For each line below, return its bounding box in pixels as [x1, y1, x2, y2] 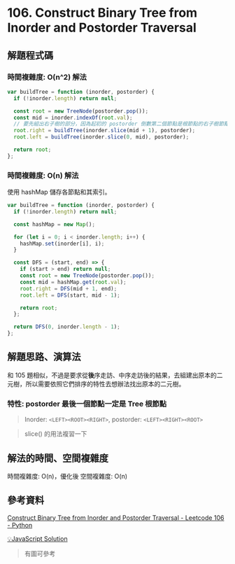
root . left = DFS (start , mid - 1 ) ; [20, 292, 120, 299]
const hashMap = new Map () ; [13, 220, 96, 228]
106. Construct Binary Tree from [7, 5, 198, 21]
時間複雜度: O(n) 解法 [7, 170, 79, 180]
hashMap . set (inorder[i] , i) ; [20, 240, 105, 247]
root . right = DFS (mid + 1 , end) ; [20, 285, 117, 292]
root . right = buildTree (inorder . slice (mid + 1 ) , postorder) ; [13, 127, 196, 134]
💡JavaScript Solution [7, 534, 68, 543]
